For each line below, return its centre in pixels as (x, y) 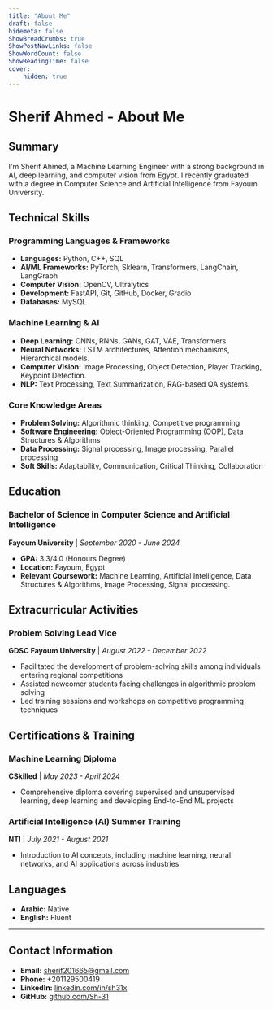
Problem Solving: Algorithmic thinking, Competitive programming (130, 422)
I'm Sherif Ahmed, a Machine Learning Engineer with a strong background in (136, 166)
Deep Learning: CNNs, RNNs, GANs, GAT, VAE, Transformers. (124, 341)
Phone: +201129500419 (60, 979)
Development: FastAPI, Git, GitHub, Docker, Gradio (106, 293)
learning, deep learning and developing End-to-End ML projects (127, 800)
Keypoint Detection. (53, 375)
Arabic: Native (45, 909)
